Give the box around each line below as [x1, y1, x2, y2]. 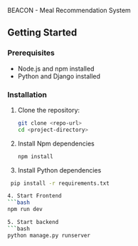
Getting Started [7, 26, 78, 39]
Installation [7, 89, 48, 99]
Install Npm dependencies [17, 139, 95, 148]
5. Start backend [7, 219, 59, 226]
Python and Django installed [17, 71, 101, 81]
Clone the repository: [17, 106, 80, 114]
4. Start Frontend [7, 193, 62, 200]
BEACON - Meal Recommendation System [7, 6, 132, 14]
